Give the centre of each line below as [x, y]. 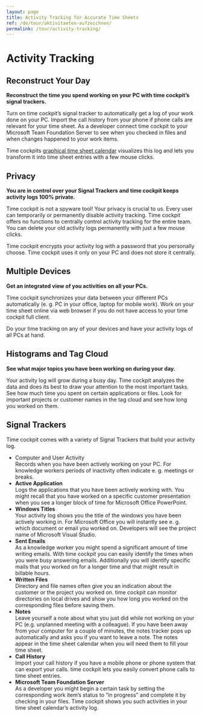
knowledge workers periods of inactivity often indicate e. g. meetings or [104, 470]
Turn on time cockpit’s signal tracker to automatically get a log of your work [100, 113]
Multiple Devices [39, 271]
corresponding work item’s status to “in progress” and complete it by [100, 695]
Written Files [31, 579]
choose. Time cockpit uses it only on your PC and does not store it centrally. [101, 253]
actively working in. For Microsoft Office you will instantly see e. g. [97, 521]
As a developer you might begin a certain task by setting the [90, 688]
